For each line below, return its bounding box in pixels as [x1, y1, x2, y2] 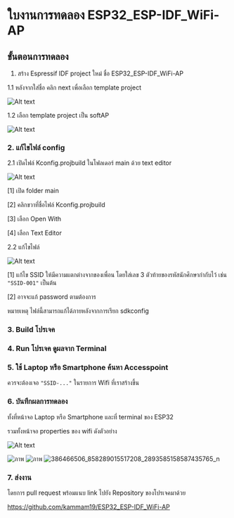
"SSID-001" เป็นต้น [7, 278, 57, 287]
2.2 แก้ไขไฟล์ [7, 243, 40, 252]
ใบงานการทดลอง [7, 7, 85, 23]
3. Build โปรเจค [7, 325, 56, 335]
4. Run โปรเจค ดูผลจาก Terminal [7, 344, 107, 354]
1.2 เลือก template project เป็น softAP [7, 111, 110, 119]
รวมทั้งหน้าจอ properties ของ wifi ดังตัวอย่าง [7, 426, 117, 435]
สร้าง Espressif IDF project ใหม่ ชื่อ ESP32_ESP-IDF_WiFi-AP [17, 69, 184, 78]
